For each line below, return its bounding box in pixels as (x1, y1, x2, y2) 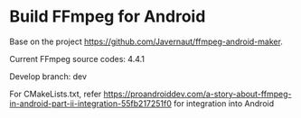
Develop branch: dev (9, 70, 88, 82)
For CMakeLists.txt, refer (9, 88, 102, 99)
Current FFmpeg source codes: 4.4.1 (9, 53, 146, 64)
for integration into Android (173, 97, 275, 109)
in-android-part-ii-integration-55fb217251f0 (9, 97, 172, 109)
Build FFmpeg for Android (9, 6, 206, 27)
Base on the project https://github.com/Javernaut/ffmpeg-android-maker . (9, 36, 283, 47)
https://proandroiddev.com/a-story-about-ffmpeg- (103, 88, 292, 99)
